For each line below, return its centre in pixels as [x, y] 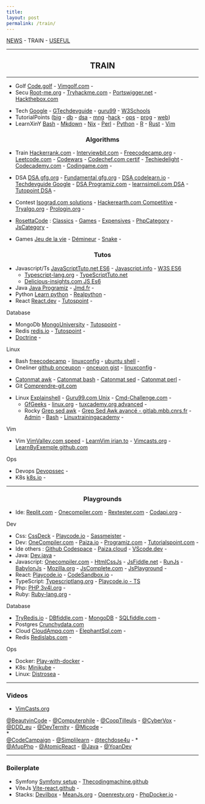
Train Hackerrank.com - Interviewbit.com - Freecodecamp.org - [95, 153]
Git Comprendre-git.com [46, 386]
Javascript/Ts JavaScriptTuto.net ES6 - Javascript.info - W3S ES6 [98, 268]
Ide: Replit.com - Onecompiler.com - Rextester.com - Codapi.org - [98, 512]
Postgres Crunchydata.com [49, 625]
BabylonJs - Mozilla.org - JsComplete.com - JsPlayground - [91, 568]
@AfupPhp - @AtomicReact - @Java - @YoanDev [69, 747]
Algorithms [103, 140]
